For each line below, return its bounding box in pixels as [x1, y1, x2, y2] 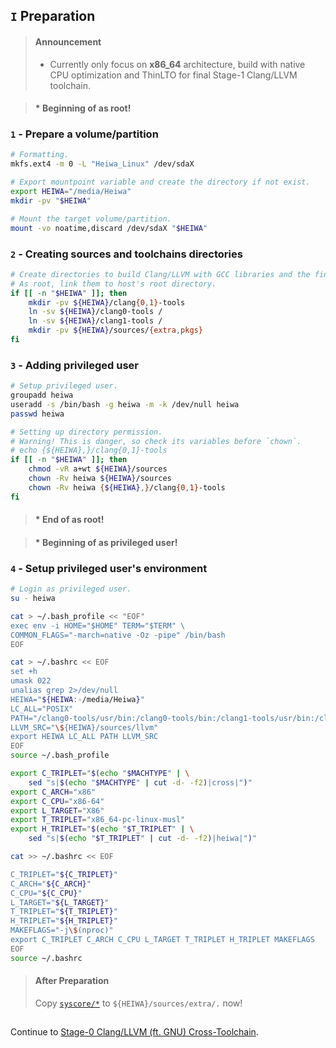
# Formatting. [10, 150, 70, 160]
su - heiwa [10, 594, 56, 604]
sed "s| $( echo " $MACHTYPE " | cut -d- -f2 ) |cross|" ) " [28, 777, 253, 788]
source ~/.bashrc [10, 953, 83, 963]
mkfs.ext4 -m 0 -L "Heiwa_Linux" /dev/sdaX [10, 159, 195, 169]
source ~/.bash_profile [10, 750, 110, 761]
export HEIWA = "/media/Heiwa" [10, 187, 132, 197]
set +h [10, 667, 38, 677]
